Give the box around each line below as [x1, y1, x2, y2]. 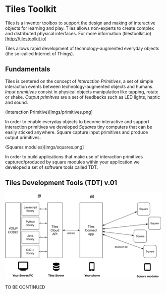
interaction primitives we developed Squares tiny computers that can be [5, 124, 153, 130]
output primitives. [5, 134, 41, 140]
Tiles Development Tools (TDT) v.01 [5, 179, 117, 187]
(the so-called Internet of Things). [5, 51, 74, 57]
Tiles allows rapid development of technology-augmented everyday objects [5, 45, 160, 51]
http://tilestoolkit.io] [6, 36, 47, 42]
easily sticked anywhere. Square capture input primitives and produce [5, 129, 148, 135]
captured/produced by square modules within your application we [5, 159, 140, 165]
